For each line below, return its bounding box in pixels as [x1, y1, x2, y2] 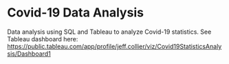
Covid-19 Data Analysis [7, 5, 144, 21]
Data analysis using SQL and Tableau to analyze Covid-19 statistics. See [7, 28, 212, 36]
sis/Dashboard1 [7, 50, 52, 58]
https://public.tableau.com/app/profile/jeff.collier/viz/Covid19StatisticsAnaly [7, 42, 222, 50]
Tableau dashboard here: [7, 34, 78, 43]
